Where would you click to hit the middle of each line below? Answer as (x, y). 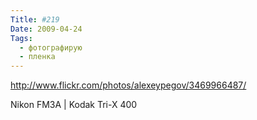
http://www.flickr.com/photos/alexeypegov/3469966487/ (128, 85)
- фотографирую (51, 47)
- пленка (37, 57)
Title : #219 (35, 19)
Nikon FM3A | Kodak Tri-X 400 (74, 105)
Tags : (21, 38)
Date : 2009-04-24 (46, 29)
